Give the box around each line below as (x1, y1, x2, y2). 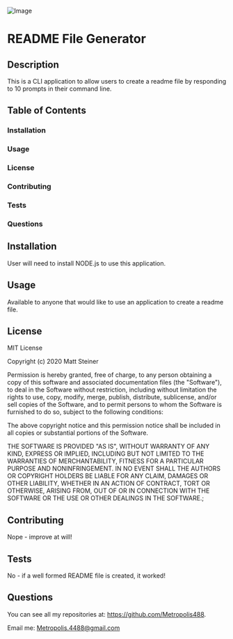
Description (7, 59, 59, 70)
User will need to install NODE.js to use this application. (7, 259, 166, 268)
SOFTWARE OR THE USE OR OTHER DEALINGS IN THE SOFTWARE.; (7, 494, 204, 502)
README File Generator (7, 31, 146, 47)
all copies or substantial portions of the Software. (7, 429, 148, 437)
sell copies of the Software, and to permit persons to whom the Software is (7, 401, 223, 409)
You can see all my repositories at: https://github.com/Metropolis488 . (7, 610, 207, 618)
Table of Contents (7, 105, 87, 116)
